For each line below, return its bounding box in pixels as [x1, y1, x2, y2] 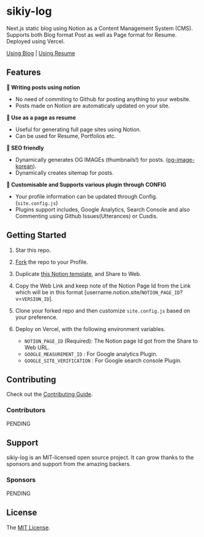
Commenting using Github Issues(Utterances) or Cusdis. [15, 212, 158, 219]
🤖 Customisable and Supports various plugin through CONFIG [6, 181, 167, 188]
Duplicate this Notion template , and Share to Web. [15, 270, 142, 277]
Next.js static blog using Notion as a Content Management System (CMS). [6, 25, 193, 32]
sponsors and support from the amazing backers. [6, 460, 132, 468]
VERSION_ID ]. [21, 295, 53, 302]
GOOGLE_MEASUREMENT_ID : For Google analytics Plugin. [24, 350, 158, 357]
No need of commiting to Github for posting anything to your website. [15, 95, 191, 102]
